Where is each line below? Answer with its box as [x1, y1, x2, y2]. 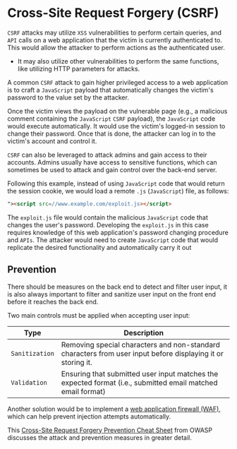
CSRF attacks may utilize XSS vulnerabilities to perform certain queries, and [7, 28, 222, 37]
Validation [11, 378, 47, 386]
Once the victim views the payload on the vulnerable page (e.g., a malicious [7, 107, 228, 115]
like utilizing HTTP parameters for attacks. [17, 64, 140, 73]
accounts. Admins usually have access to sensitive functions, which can [7, 157, 217, 167]
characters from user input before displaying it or [61, 348, 224, 358]
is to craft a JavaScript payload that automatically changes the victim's [7, 85, 214, 94]
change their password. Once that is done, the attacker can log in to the [7, 129, 217, 138]
